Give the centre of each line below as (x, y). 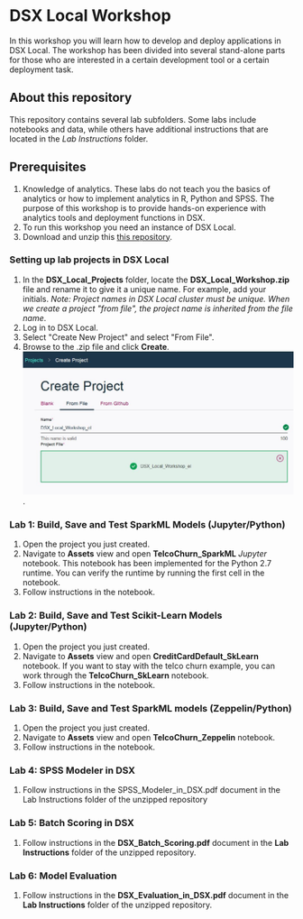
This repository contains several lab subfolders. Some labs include (133, 119)
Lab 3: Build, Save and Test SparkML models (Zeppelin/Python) (151, 708)
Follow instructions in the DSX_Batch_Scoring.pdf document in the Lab (156, 842)
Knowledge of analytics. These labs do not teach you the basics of (146, 188)
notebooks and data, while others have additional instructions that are (139, 129)
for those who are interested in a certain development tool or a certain (139, 60)
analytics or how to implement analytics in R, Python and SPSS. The (148, 198)
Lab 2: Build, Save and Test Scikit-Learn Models (116, 616)
